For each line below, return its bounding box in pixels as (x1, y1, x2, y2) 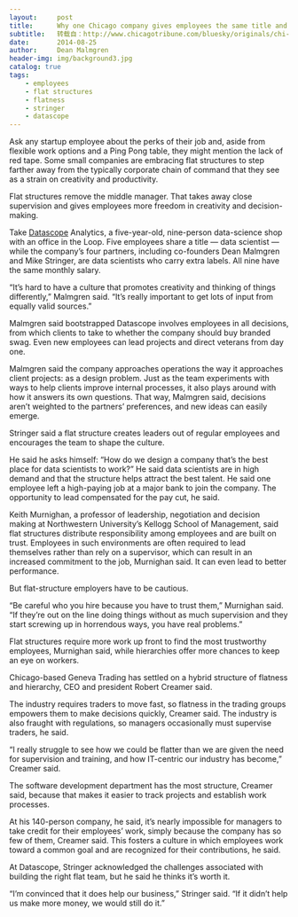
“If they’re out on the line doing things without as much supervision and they (9, 609, 288, 621)
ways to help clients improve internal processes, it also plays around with (9, 382, 277, 393)
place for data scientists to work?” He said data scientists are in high (9, 464, 260, 474)
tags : (9, 71, 29, 80)
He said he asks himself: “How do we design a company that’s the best (9, 454, 269, 466)
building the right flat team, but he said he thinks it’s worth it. (9, 871, 231, 882)
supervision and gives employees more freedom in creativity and (9, 200, 247, 211)
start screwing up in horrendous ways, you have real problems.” (9, 619, 243, 630)
